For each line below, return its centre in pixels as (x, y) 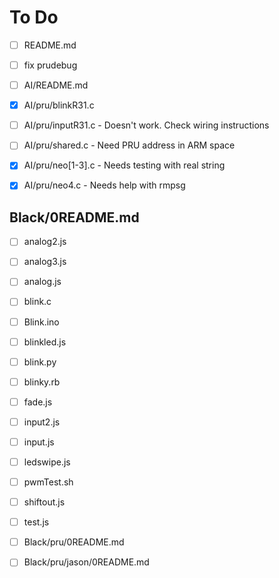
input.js (39, 442)
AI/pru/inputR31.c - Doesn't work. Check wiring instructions (146, 125)
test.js (36, 522)
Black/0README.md (74, 217)
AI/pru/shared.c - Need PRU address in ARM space (129, 145)
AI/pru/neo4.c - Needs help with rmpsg (104, 185)
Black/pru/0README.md (74, 542)
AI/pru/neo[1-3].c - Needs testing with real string (124, 165)
